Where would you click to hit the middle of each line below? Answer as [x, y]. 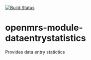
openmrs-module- [44, 28]
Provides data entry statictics [35, 52]
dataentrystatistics [45, 38]
